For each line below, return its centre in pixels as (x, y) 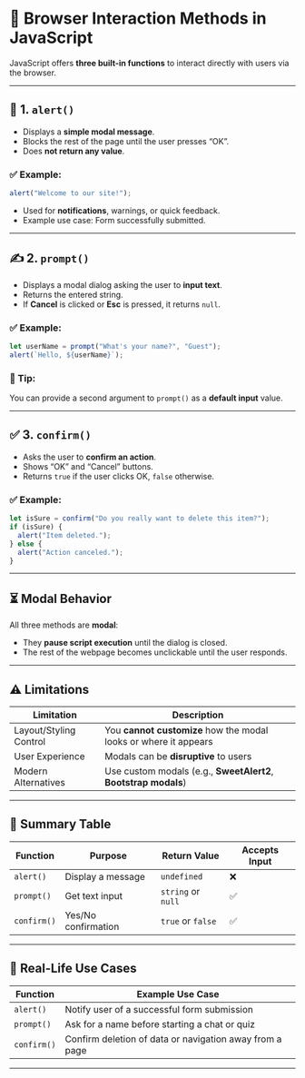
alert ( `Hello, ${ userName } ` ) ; (67, 355)
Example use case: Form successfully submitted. (114, 220)
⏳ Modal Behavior (60, 598)
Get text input (93, 895)
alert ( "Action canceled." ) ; (71, 552)
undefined (182, 876)
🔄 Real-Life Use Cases (74, 969)
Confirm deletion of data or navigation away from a (173, 1039)
